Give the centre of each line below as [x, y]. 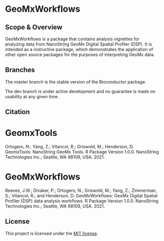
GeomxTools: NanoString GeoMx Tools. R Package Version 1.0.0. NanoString [82, 152]
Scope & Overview [34, 27]
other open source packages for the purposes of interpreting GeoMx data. [80, 54]
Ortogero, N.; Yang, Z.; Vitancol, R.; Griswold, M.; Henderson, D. [70, 147]
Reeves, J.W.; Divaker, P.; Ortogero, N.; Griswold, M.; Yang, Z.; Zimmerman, [81, 190]
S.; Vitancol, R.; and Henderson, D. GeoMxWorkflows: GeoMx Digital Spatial [81, 196]
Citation [18, 112]
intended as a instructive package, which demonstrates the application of [79, 49]
